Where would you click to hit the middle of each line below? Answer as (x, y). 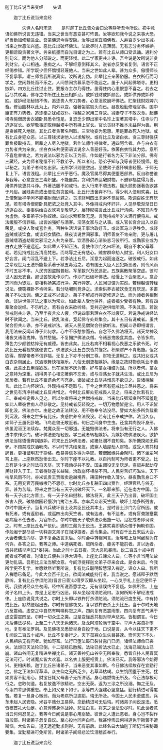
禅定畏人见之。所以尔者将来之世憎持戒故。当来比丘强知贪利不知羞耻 (90, 398)
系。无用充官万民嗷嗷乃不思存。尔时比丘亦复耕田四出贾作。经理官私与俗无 (79, 483)
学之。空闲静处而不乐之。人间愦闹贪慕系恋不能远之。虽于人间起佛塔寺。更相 (81, 82)
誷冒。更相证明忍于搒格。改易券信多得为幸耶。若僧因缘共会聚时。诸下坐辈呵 (81, 453)
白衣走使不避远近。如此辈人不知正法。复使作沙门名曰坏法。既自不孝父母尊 (79, 246)
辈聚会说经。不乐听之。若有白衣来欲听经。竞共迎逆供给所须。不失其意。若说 (81, 307)
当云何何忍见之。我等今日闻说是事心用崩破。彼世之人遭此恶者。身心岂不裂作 (81, 714)
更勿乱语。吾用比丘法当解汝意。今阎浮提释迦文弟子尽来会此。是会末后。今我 (81, 562)
